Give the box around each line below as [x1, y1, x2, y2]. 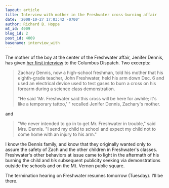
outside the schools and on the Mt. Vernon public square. [5, 163, 125, 169]
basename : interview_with [5, 41, 60, 46]
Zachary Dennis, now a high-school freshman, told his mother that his [17, 69, 163, 76]
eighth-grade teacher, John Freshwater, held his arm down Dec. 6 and [17, 74, 164, 81]
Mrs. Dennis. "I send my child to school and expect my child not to [17, 126, 156, 132]
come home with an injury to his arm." [17, 131, 97, 137]
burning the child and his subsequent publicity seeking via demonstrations [5, 157, 161, 163]
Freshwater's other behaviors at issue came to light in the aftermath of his [5, 152, 159, 158]
